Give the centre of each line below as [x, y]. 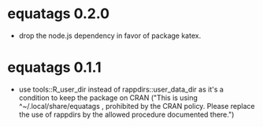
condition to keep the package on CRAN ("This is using [108, 97]
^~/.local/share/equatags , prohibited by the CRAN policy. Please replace [137, 106]
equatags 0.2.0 [59, 14]
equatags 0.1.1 [54, 67]
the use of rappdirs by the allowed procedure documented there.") [126, 114]
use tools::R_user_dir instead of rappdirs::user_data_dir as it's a [121, 89]
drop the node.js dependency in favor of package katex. [110, 35]
